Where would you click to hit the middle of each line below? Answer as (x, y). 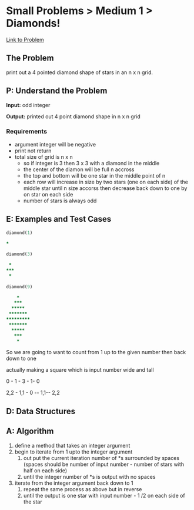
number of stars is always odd (60, 201)
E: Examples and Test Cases (59, 219)
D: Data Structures (41, 411)
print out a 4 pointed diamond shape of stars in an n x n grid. (80, 72)
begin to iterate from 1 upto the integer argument (73, 452)
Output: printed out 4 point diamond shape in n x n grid (73, 116)
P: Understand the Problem (57, 91)
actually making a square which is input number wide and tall (80, 370)
